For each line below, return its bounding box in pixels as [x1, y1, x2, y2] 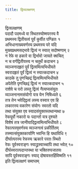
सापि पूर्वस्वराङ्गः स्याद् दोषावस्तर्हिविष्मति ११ [5, 152, 72, 158]
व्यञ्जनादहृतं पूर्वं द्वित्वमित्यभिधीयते [5, 64, 56, 69]
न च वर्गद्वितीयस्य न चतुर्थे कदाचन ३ [5, 58, 59, 64]
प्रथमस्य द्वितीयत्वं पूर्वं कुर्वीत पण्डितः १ [5, 36, 61, 42]
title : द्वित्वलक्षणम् [5, 7, 35, 12]
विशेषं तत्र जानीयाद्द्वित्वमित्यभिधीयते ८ [5, 119, 62, 125]
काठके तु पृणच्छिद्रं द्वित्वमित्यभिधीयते [5, 75, 58, 81]
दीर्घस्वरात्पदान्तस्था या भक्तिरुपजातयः [5, 147, 62, 153]
